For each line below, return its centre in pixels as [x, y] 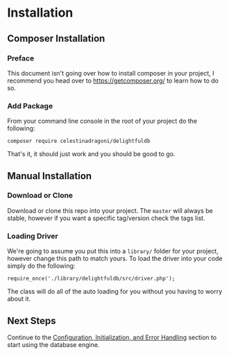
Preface [21, 58]
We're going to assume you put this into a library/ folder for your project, [113, 251]
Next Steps [32, 321]
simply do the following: [41, 266]
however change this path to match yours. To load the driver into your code [115, 259]
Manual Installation [50, 176]
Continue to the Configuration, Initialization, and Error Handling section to [112, 337]
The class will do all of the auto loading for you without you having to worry [115, 291]
